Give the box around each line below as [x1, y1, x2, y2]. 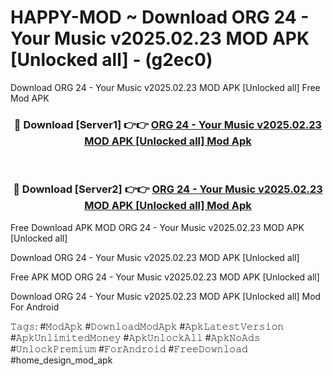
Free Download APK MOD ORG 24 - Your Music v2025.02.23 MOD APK [10, 221, 305, 233]
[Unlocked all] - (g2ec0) [10, 49, 213, 71]
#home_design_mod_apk [10, 354, 113, 366]
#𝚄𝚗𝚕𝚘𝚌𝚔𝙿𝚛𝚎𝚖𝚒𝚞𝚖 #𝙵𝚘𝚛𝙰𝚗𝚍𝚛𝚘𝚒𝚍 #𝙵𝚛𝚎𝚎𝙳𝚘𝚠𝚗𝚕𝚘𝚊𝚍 [10, 342, 248, 355]
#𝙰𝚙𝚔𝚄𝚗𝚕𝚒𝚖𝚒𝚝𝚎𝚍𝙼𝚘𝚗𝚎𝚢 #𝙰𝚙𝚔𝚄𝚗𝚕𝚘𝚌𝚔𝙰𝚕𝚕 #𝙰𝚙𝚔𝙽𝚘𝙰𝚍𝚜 [10, 331, 261, 343]
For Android [10, 301, 60, 313]
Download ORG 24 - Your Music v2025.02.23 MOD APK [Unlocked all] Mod [10, 290, 322, 302]
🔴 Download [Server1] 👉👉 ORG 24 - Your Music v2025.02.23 [13, 117, 323, 131]
